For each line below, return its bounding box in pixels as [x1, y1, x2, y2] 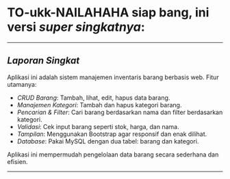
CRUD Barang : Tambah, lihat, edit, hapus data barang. [16, 94, 170, 102]
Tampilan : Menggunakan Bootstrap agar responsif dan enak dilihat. [16, 130, 207, 138]
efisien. [7, 157, 28, 165]
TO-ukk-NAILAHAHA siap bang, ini [7, 5, 209, 20]
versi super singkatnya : [7, 19, 145, 35]
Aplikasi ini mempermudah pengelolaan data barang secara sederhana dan [7, 150, 219, 159]
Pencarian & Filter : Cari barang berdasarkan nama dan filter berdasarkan [16, 108, 223, 116]
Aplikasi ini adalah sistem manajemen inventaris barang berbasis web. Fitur [7, 73, 219, 81]
